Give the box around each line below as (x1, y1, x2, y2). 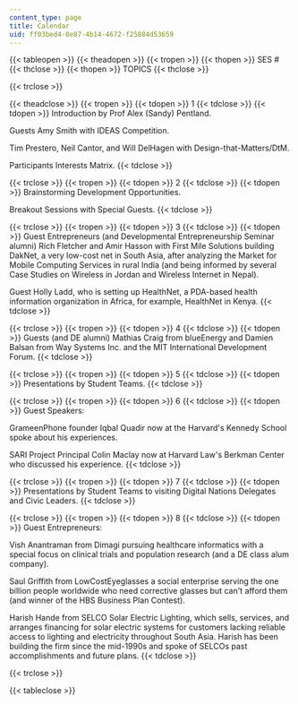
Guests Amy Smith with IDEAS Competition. (9, 125, 170, 136)
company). (9, 559, 49, 570)
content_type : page (9, 13, 82, 22)
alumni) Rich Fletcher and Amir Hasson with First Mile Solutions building (9, 241, 275, 252)
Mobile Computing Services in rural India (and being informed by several (9, 260, 277, 270)
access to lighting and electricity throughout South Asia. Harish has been (9, 631, 279, 642)
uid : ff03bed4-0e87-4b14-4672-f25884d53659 (9, 30, 175, 39)
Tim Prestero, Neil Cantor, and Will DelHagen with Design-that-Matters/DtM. (9, 142, 290, 153)
